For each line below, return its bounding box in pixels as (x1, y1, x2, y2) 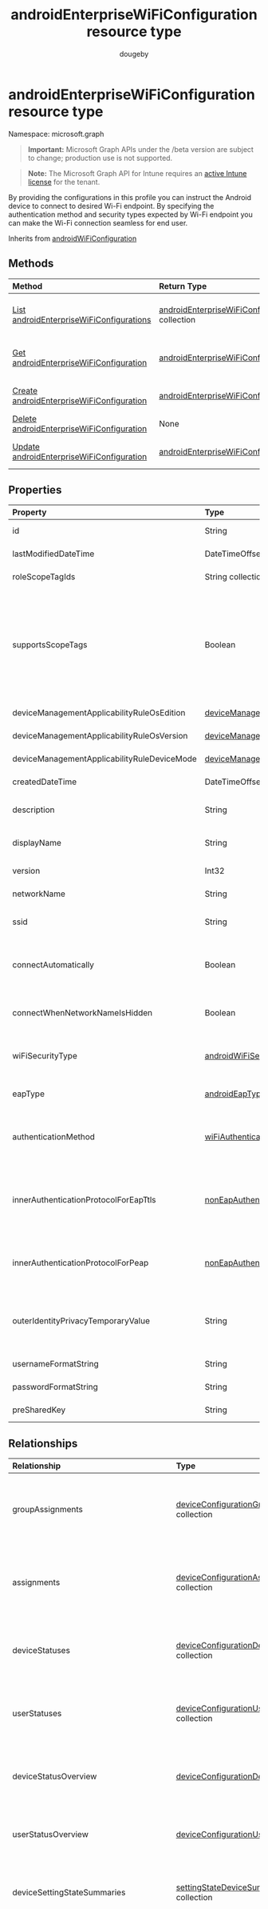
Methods (8, 257, 54, 270)
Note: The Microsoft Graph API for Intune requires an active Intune (27, 168, 247, 178)
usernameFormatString (12, 1359, 100, 1370)
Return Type (159, 280, 207, 291)
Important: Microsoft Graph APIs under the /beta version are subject (27, 144, 254, 154)
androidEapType (204, 1088, 266, 1099)
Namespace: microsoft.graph (8, 129, 104, 138)
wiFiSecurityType (12, 1051, 77, 1062)
